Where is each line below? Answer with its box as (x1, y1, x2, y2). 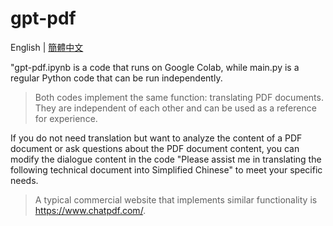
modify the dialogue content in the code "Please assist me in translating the (10, 153, 322, 165)
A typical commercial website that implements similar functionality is (34, 193, 318, 206)
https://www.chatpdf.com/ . (34, 204, 147, 216)
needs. (10, 174, 39, 186)
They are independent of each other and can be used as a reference (34, 102, 317, 114)
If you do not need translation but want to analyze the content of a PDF (10, 132, 303, 144)
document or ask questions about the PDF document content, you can (10, 142, 300, 154)
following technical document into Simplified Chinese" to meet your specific (10, 163, 323, 176)
